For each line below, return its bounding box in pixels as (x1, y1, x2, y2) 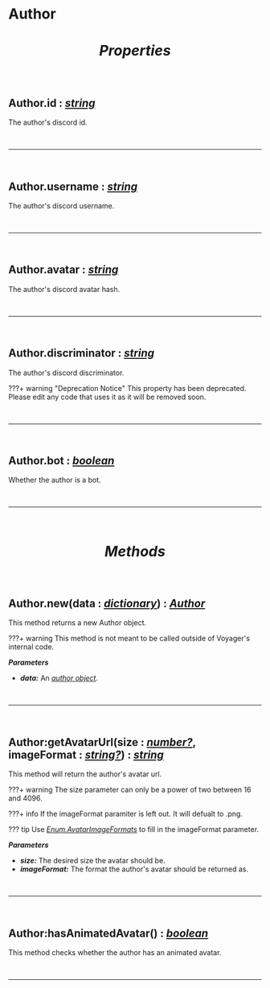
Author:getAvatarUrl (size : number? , (8, 735, 196, 749)
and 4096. (8, 793, 43, 803)
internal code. (8, 642, 55, 652)
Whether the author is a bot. (8, 475, 102, 485)
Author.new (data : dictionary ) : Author (8, 597, 206, 611)
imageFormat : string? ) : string (8, 747, 165, 761)
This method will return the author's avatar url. (8, 769, 162, 779)
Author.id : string (8, 96, 96, 109)
